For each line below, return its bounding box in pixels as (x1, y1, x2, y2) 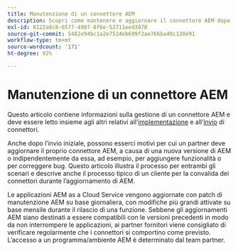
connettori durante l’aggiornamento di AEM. (7, 177, 135, 185)
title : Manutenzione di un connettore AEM (7, 10, 135, 18)
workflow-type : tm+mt (7, 37, 72, 44)
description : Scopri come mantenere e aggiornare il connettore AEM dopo (7, 17, 231, 24)
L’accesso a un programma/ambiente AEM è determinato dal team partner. (7, 235, 226, 244)
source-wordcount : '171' (7, 43, 81, 50)
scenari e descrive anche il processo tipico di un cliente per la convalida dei (7, 169, 229, 177)
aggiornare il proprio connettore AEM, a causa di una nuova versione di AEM (7, 146, 232, 155)
